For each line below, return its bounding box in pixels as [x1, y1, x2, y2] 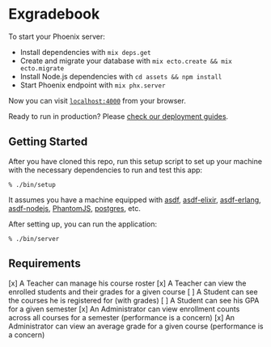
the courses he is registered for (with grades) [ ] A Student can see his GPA [8, 295, 260, 305]
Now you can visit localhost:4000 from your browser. [8, 95, 186, 105]
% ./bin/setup [8, 180, 57, 188]
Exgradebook [8, 5, 100, 23]
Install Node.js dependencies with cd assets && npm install [19, 71, 222, 81]
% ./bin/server [8, 235, 60, 243]
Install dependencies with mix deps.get [19, 47, 151, 57]
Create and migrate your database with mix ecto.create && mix [19, 56, 232, 66]
